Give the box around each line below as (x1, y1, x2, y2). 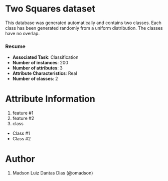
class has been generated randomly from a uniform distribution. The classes (5, 25, 163, 31)
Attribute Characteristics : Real (12, 70, 77, 76)
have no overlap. (5, 30, 40, 36)
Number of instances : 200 (12, 60, 69, 66)
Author (5, 153, 35, 165)
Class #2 (12, 136, 31, 142)
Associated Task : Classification (12, 54, 79, 60)
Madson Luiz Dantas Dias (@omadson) (12, 170, 93, 176)
